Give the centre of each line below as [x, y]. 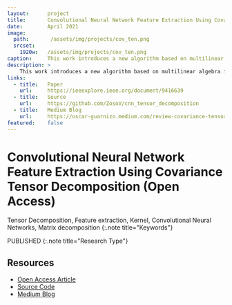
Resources [31, 262]
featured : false [35, 123]
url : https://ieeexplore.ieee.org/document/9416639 [102, 91]
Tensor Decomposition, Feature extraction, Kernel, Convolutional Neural [109, 220]
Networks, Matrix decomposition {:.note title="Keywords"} [90, 228]
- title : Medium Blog [47, 110]
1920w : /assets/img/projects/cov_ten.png [83, 53]
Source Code [36, 287]
